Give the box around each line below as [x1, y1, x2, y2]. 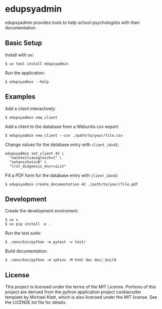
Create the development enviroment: [5, 208, 79, 214]
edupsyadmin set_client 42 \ [5, 151, 64, 156]
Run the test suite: [5, 230, 41, 236]
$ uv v [5, 217, 18, 223]
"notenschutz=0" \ [9, 160, 47, 165]
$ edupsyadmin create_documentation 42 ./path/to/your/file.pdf [5, 182, 138, 186]
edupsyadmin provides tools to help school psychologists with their [5, 20, 140, 25]
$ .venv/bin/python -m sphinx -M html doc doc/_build [5, 258, 117, 263]
